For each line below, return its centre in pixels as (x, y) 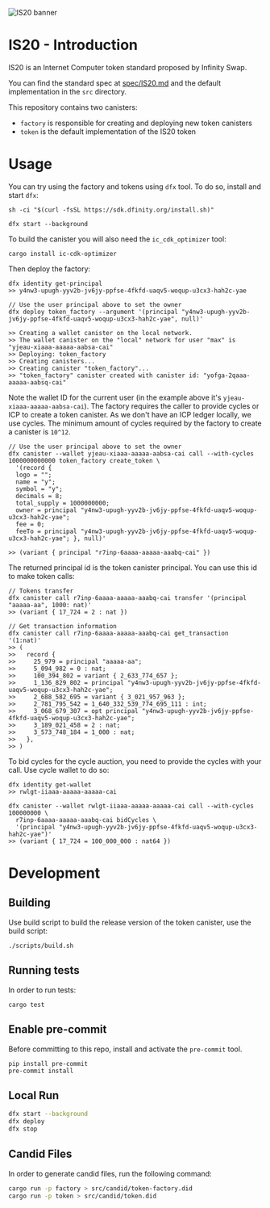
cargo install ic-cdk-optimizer (62, 254)
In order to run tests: (42, 990)
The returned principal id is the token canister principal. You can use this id (133, 567)
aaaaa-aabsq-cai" (37, 382)
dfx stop (23, 1129)
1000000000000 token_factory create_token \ (84, 460)
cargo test (27, 1005)
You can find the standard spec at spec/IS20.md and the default (115, 83)
